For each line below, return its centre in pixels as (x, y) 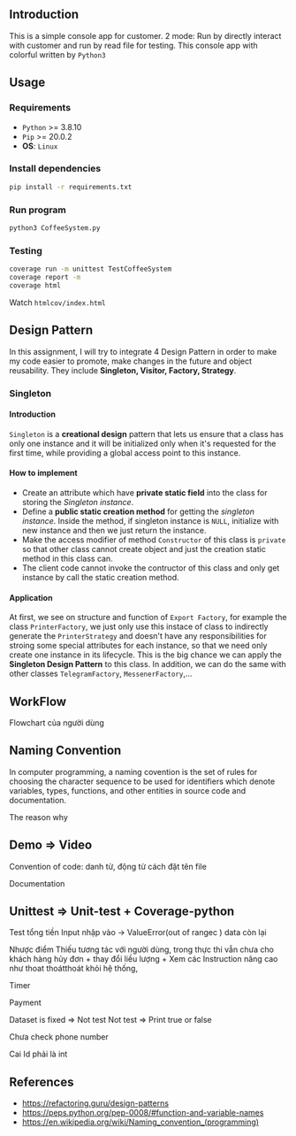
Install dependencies (55, 169)
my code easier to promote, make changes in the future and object (131, 361)
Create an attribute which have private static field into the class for (144, 492)
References (42, 1082)
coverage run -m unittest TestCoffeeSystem (91, 269)
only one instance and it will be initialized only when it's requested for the (143, 443)
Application (31, 597)
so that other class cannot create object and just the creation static (144, 549)
